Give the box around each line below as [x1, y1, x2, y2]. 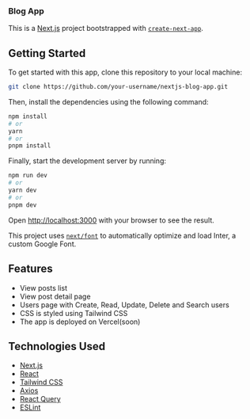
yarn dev [8, 186, 37, 195]
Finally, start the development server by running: [8, 156, 166, 166]
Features [8, 262, 53, 276]
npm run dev [8, 172, 47, 180]
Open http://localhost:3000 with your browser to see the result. [8, 215, 215, 225]
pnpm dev [8, 200, 37, 209]
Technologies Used [8, 339, 105, 353]
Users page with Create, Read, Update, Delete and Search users [19, 299, 229, 310]
